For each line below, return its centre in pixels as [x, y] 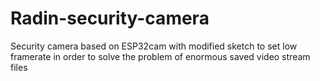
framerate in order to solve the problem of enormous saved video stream [160, 56]
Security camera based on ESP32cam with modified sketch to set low [154, 46]
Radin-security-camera [110, 18]
